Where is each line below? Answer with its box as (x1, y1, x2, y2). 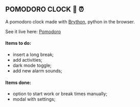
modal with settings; (12, 96, 56, 102)
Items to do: (5, 40, 32, 46)
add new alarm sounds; (12, 68, 62, 74)
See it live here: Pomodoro (5, 29, 61, 35)
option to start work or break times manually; (12, 91, 107, 97)
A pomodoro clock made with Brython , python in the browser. (5, 18, 135, 24)
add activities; (12, 57, 42, 63)
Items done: (5, 79, 32, 86)
